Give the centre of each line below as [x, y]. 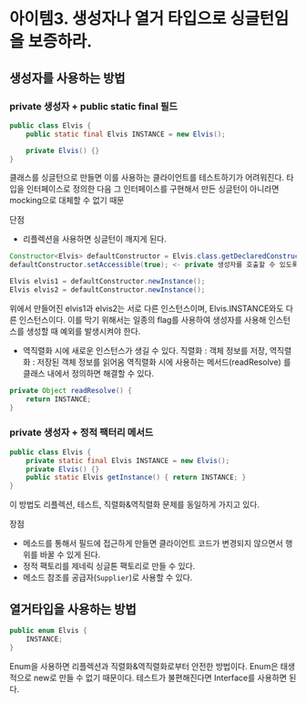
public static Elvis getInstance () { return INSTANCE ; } [136, 478]
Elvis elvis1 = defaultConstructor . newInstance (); [107, 282]
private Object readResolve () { [71, 390]
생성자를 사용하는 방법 [67, 78]
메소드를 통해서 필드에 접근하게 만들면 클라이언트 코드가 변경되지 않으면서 [153, 543]
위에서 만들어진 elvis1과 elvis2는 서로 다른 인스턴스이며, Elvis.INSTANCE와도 [147, 308]
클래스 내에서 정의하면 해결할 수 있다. [88, 373]
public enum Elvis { [49, 630]
